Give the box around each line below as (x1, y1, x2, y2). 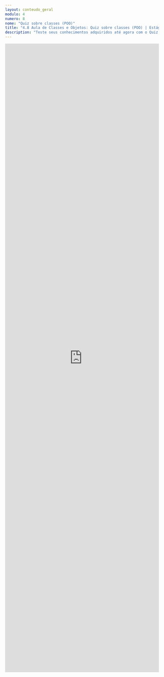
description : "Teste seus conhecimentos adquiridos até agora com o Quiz (5, 30, 159, 35)
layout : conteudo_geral (5, 7, 54, 12)
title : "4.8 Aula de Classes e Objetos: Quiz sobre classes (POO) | (5, 25, 147, 30)
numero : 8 (5, 16, 25, 21)
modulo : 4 (5, 12, 25, 17)
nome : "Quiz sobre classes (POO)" (5, 21, 76, 26)
